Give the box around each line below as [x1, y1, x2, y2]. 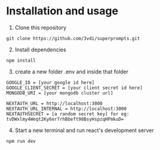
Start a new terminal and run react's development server [14, 127, 154, 134]
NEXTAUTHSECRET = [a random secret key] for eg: [6, 111, 130, 117]
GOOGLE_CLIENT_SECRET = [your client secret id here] [6, 85, 143, 91]
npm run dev [6, 138, 36, 144]
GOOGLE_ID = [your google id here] [6, 79, 95, 85]
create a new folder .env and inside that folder [14, 68, 129, 75]
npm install [6, 57, 36, 63]
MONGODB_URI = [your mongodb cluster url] [6, 90, 113, 96]
